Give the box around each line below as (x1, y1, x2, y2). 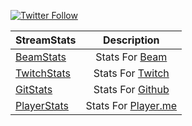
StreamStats (15, 33, 77, 47)
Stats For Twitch (93, 66, 170, 80)
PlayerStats (15, 99, 69, 112)
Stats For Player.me (85, 99, 178, 112)
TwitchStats (15, 66, 72, 80)
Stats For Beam (95, 50, 168, 64)
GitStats (15, 83, 53, 96)
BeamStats (15, 50, 67, 64)
